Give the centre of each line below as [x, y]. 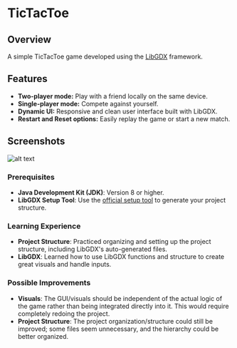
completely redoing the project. [64, 313]
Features [27, 79]
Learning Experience [44, 226]
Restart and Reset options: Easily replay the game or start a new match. [124, 118]
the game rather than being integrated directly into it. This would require [123, 306]
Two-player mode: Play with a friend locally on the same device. [112, 96]
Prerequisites [31, 177]
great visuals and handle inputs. [64, 265]
